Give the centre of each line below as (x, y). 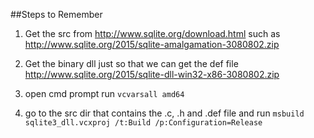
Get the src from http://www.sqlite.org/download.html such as (152, 33)
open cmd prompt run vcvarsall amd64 (104, 93)
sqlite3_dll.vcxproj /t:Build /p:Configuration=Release (143, 123)
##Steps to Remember (56, 14)
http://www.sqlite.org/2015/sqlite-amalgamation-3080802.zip (152, 44)
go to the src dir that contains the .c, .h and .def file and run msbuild (164, 113)
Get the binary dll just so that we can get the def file (131, 63)
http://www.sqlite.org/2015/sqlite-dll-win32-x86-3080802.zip (152, 74)
